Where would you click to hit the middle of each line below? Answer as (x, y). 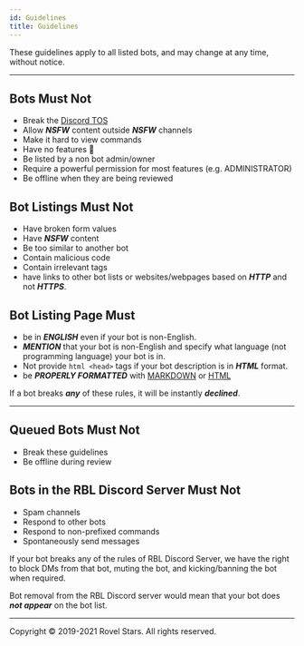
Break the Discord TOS (65, 121)
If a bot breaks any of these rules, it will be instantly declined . (125, 393)
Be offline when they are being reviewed (98, 179)
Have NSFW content (61, 239)
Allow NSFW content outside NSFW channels (107, 130)
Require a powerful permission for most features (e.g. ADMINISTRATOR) (157, 169)
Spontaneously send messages (81, 541)
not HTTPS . (44, 287)
